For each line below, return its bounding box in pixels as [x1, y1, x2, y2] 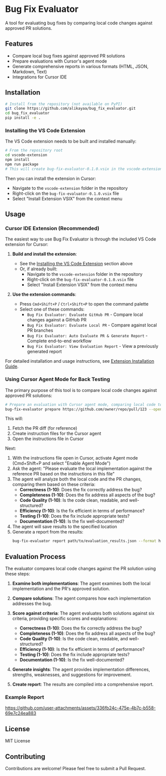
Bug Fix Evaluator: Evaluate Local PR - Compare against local [27, 322, 157, 328]
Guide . [5, 364, 19, 370]
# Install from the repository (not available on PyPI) [5, 101, 123, 106]
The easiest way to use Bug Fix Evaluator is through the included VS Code [5, 236, 157, 242]
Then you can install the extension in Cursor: [5, 175, 96, 181]
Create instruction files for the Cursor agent [12, 431, 101, 437]
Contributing [5, 752, 45, 761]
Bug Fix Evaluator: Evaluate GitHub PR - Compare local [27, 311, 143, 317]
